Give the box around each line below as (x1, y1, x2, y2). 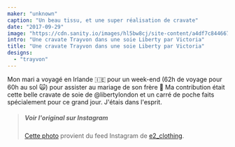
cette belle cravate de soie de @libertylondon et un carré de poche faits (7, 90, 215, 99)
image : (7, 29, 27, 37)
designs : (7, 50, 33, 57)
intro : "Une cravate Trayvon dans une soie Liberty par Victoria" (7, 36, 205, 43)
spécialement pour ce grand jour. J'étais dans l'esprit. (7, 97, 162, 106)
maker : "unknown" (7, 10, 58, 17)
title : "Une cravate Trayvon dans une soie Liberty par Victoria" (7, 43, 205, 50)
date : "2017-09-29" (7, 23, 64, 30)
